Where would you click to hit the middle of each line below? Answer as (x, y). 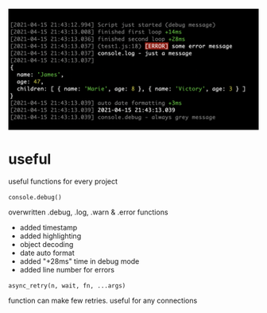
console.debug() (35, 197)
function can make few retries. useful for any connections (103, 300)
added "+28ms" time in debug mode (79, 261)
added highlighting (50, 236)
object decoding (46, 244)
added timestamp (48, 227)
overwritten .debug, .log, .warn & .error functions (88, 212)
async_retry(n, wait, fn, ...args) (67, 286)
